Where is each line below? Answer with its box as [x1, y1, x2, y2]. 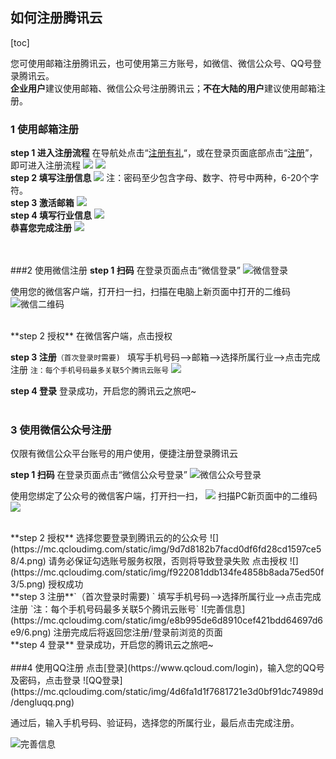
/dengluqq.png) [10, 696, 75, 708]
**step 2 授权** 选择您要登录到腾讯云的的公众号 [10, 532, 208, 544]
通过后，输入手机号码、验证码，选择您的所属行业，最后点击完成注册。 [10, 717, 300, 729]
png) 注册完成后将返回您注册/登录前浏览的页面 [31, 626, 223, 638]
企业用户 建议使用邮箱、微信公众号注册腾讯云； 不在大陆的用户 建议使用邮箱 [10, 82, 317, 94]
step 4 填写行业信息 [10, 209, 93, 222]
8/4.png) [10, 555, 47, 567]
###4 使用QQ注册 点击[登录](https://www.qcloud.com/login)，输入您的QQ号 [10, 662, 325, 674]
